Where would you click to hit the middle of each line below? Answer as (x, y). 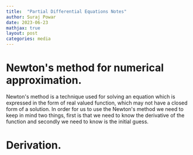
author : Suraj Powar (31, 17)
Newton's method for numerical (85, 68)
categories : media (28, 39)
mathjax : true (23, 28)
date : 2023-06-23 (27, 22)
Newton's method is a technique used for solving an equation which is (91, 96)
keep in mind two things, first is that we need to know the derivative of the (95, 115)
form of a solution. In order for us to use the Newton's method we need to (95, 109)
